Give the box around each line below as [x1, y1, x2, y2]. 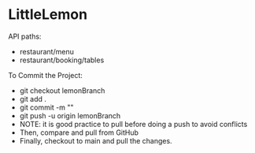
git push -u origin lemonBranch [19, 110, 121, 120]
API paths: [8, 32, 42, 41]
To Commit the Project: [8, 70, 83, 80]
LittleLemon [8, 6, 88, 24]
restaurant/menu [19, 47, 75, 56]
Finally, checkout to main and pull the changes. [19, 136, 172, 145]
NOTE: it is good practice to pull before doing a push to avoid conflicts [19, 119, 248, 129]
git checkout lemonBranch [19, 85, 105, 95]
